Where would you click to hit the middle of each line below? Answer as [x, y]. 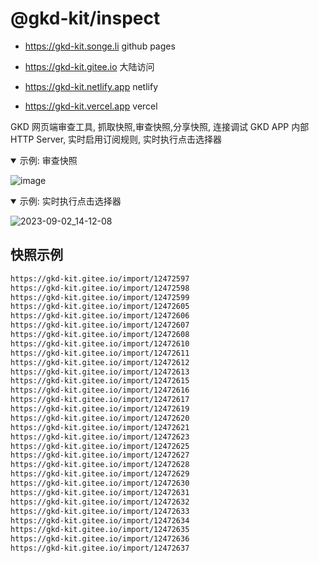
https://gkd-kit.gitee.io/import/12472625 [100, 446]
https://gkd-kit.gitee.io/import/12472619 [100, 409]
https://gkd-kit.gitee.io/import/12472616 [100, 390]
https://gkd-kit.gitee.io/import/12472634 [100, 520]
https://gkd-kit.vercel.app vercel [91, 106]
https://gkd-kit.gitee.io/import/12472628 [100, 465]
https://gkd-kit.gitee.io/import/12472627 [100, 455]
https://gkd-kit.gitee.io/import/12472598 [100, 288]
